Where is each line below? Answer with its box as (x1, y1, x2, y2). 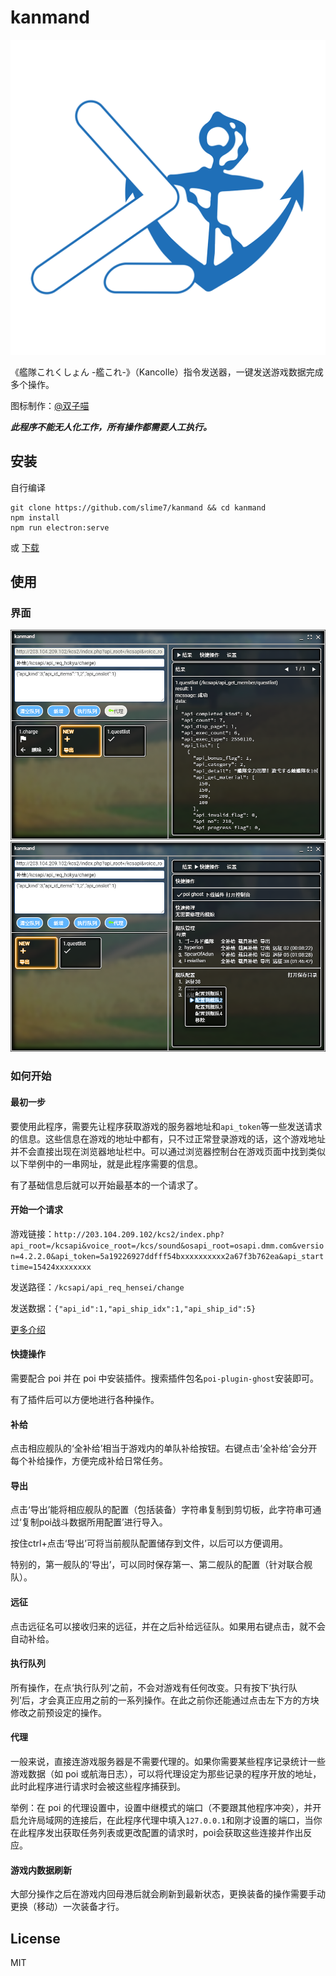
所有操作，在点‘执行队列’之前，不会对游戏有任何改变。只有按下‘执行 (10, 1681, 289, 1693)
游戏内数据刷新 (10, 1864, 72, 1876)
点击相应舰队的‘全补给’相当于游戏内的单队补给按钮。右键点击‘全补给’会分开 (10, 1442, 318, 1455)
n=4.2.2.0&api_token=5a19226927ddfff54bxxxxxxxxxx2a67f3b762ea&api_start (10, 1251, 325, 1261)
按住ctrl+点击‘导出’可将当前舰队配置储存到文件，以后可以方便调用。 (10, 1537, 289, 1550)
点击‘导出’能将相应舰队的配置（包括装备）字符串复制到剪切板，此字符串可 (10, 1504, 313, 1516)
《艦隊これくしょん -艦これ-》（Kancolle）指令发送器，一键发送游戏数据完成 (10, 366, 324, 378)
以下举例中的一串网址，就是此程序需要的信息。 (10, 1157, 203, 1170)
